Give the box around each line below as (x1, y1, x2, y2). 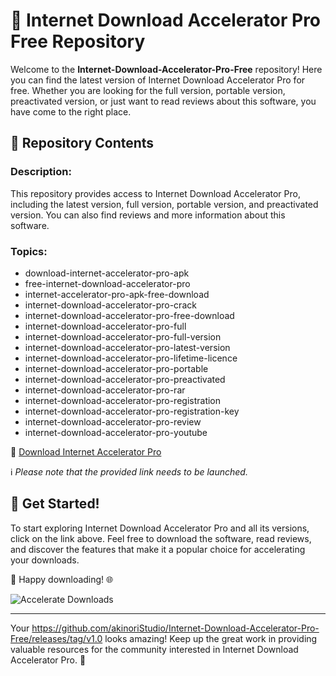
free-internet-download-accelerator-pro (24, 277, 191, 289)
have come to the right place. (10, 105, 132, 118)
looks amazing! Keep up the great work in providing (104, 632, 318, 644)
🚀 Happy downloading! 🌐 (10, 573, 114, 585)
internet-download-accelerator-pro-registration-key (24, 405, 240, 417)
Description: (10, 165, 72, 179)
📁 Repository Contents (10, 135, 155, 152)
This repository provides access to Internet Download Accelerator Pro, (10, 187, 301, 199)
